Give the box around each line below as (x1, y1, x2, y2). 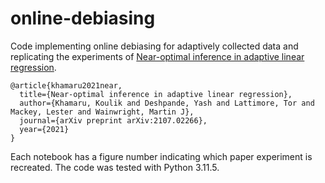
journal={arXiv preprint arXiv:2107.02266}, (19, 115, 208, 126)
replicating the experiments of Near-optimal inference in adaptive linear (10, 50, 305, 62)
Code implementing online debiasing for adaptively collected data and (10, 40, 299, 52)
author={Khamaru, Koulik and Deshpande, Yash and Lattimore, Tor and (19, 98, 315, 108)
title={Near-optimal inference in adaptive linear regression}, (19, 89, 293, 99)
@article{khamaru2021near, (10, 80, 123, 91)
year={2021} (19, 124, 70, 134)
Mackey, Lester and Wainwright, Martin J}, (10, 107, 195, 117)
